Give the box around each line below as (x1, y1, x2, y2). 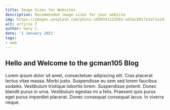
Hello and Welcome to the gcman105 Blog (5, 59, 139, 68)
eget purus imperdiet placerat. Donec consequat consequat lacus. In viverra (5, 94, 164, 100)
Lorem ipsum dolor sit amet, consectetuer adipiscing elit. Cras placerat (5, 72, 153, 78)
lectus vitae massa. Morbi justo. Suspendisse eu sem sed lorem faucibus (5, 78, 157, 84)
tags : (5, 36, 17, 41)
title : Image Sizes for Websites (5, 7, 76, 13)
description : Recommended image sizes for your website (5, 12, 125, 17)
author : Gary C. (5, 26, 39, 31)
